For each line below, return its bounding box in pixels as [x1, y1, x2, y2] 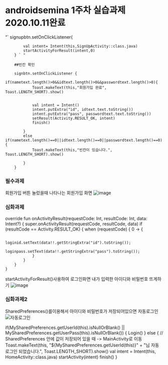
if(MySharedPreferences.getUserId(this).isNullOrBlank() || [5, 324, 125, 330]
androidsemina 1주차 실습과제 [5, 5, 126, 16]
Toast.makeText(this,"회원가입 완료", [32, 85, 107, 90]
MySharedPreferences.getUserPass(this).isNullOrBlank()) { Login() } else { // [5, 329, 163, 336]
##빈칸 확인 [14, 62, 35, 67]
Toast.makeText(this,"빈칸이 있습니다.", [32, 147, 113, 152]
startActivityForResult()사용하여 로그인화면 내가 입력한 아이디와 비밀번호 [5, 276, 148, 282]
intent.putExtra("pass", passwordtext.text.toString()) [32, 111, 151, 116]
